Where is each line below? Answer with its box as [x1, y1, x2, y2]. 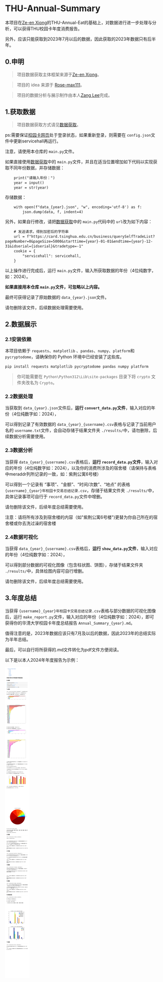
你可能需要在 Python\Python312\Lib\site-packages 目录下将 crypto [16, 374, 150, 380]
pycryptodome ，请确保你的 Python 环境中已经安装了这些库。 [5, 354, 125, 360]
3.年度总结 [5, 594, 37, 602]
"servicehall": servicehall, [22, 253, 81, 258]
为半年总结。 [5, 636, 31, 642]
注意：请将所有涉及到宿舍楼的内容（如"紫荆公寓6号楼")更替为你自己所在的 [5, 514, 154, 520]
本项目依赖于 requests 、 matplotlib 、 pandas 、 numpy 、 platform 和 [5, 348, 135, 354]
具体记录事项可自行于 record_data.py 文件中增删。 [5, 493, 105, 499]
